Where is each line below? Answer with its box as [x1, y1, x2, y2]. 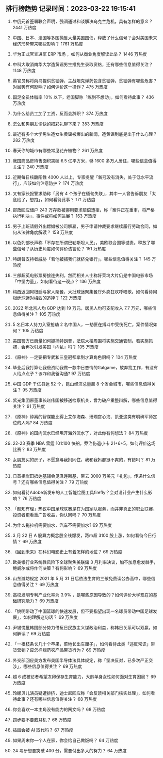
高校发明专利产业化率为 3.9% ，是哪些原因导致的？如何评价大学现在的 [12, 592, 153, 597]
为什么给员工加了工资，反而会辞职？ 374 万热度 [12, 111, 108, 116]
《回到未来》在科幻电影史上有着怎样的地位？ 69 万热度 [12, 548, 123, 554]
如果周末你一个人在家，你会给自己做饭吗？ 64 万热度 [12, 737, 118, 743]
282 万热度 [12, 137, 35, 143]
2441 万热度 [12, 24, 37, 30]
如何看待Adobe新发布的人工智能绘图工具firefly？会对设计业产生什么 [12, 489, 148, 495]
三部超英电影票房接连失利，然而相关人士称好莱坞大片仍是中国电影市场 [12, 272, 153, 278]
